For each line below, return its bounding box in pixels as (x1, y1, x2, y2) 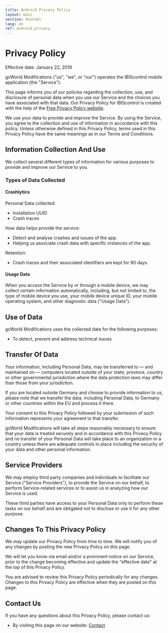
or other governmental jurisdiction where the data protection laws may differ (5, 374, 163, 380)
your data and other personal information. (5, 446, 91, 452)
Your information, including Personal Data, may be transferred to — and (5, 364, 153, 370)
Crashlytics (5, 189, 30, 195)
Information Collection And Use (5, 145, 106, 154)
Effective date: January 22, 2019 (5, 64, 73, 70)
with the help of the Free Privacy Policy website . (5, 105, 105, 111)
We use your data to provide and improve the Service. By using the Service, (5, 115, 162, 121)
